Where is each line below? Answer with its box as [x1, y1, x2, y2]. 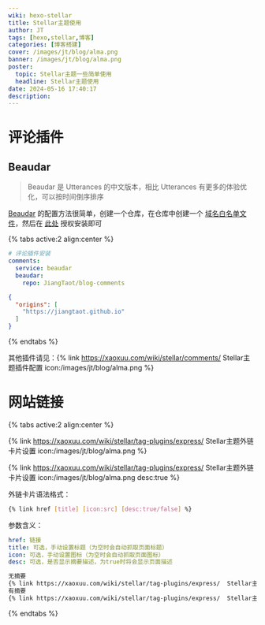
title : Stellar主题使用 [8, 19, 81, 27]
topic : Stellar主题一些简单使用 [15, 70, 112, 78]
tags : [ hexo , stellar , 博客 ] [8, 33, 95, 42]
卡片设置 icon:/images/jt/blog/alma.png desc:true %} [8, 472, 180, 482]
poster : [8, 63, 34, 71]
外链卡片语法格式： [8, 489, 71, 499]
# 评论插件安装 [8, 250, 51, 258]
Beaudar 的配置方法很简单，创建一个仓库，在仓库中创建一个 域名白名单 [8, 209, 241, 218]
